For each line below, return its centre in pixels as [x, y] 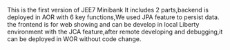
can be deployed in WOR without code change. [74, 39]
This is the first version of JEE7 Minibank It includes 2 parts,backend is [108, 10]
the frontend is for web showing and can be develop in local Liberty [103, 24]
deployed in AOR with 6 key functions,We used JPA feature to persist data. [113, 17]
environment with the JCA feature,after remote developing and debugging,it [115, 32]
